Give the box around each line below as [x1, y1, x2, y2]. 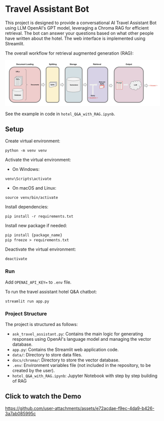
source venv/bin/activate [5, 195, 58, 200]
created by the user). [12, 367, 55, 373]
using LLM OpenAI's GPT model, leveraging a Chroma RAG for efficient [5, 25, 149, 31]
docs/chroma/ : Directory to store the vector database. [12, 357, 120, 363]
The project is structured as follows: [5, 321, 78, 327]
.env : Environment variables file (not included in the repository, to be [12, 362, 151, 368]
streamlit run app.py [5, 299, 50, 304]
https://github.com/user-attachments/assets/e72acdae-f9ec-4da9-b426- [5, 405, 155, 411]
